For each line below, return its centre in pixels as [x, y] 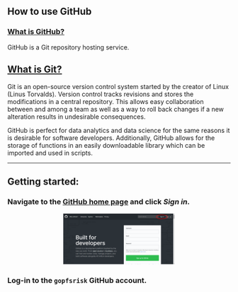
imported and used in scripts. [50, 153]
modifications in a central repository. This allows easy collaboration [106, 101]
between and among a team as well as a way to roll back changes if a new [116, 109]
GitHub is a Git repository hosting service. [68, 47]
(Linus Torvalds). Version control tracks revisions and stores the [101, 94]
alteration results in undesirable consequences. [76, 117]
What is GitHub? [36, 32]
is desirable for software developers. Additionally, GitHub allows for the [111, 138]
